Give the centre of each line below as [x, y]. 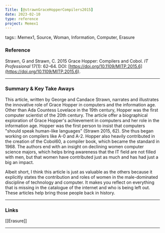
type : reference [22, 19]
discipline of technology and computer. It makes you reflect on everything [80, 182]
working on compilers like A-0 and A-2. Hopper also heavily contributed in [80, 136]
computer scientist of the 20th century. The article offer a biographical [77, 115]
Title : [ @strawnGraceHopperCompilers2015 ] [49, 10]
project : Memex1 [22, 23]
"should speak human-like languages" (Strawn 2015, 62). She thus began [79, 131]
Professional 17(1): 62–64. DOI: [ [38, 66]
